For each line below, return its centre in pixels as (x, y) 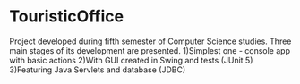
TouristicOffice (66, 17)
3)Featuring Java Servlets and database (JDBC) (98, 70)
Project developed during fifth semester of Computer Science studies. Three (150, 41)
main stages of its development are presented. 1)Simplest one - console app (150, 50)
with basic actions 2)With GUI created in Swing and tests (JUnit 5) (131, 60)
